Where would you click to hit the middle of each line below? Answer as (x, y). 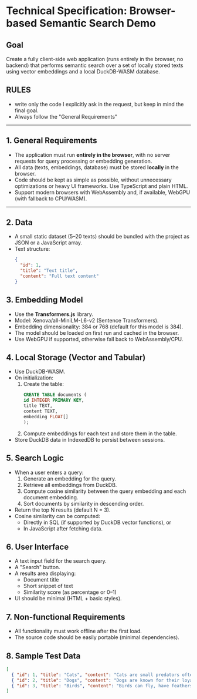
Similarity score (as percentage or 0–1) (70, 592)
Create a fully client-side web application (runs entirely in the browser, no (95, 59)
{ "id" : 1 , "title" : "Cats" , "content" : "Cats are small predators (96, 675)
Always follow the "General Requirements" (66, 116)
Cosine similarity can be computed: (57, 516)
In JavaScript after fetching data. (63, 528)
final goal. (27, 110)
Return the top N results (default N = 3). (62, 510)
